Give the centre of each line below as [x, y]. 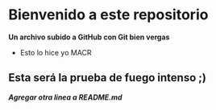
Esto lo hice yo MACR [56, 52]
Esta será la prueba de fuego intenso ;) [108, 78]
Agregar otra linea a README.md [65, 97]
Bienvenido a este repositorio [108, 15]
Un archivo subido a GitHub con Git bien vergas [89, 37]
